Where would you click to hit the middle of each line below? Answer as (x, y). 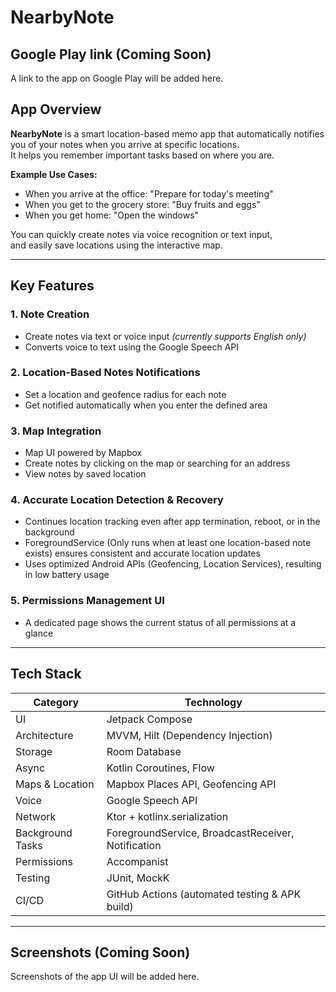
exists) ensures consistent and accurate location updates (142, 553)
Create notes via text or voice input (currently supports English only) (165, 336)
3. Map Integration (56, 431)
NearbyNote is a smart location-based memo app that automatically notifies (167, 133)
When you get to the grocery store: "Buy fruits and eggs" (142, 204)
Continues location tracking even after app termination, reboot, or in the (172, 522)
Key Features (52, 286)
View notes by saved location (85, 474)
